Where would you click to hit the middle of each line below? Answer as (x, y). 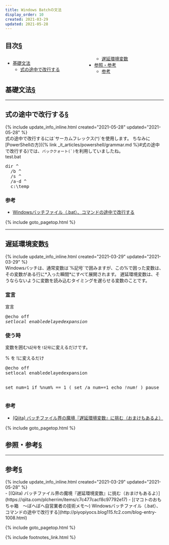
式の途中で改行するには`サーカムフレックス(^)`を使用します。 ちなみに (78, 138)
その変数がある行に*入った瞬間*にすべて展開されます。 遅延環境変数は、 (80, 274)
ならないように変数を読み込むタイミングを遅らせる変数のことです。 (79, 280)
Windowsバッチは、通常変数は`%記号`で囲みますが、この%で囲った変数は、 (84, 268)
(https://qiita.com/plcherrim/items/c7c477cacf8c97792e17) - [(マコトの (79, 500)
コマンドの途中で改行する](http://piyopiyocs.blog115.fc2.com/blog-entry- (81, 512)
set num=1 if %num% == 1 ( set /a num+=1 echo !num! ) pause (82, 388)
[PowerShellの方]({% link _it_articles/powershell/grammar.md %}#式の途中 (82, 145)
